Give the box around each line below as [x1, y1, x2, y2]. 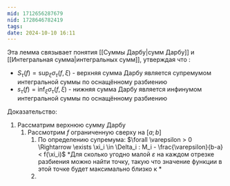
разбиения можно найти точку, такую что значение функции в [37, 157, 222, 165]
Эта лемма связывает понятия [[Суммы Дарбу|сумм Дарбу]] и [7, 48, 195, 56]
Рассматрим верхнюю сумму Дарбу [17, 121, 126, 129]
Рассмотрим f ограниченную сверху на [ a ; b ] [27, 128, 162, 136]
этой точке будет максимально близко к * [37, 165, 162, 173]
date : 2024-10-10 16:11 [7, 29, 76, 37]
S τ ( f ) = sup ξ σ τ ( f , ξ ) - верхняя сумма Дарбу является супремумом [17, 69, 212, 79]
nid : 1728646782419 [7, 17, 64, 23]
